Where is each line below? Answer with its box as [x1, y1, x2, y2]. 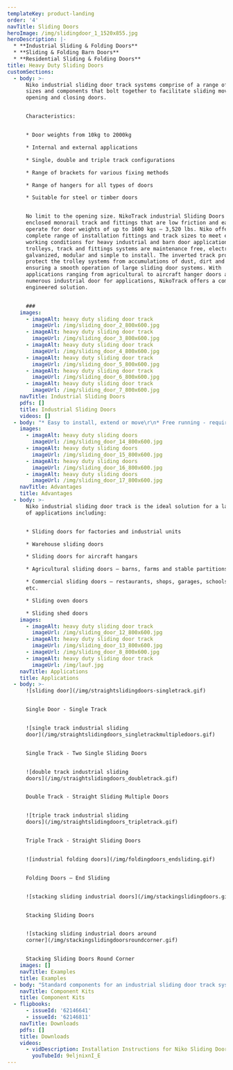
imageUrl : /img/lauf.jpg [32, 661, 104, 668]
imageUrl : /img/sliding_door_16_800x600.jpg [32, 464, 163, 471]
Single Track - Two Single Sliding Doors [25, 749, 148, 756]
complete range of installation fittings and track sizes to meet [25, 232, 222, 239]
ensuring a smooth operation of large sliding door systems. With [25, 265, 222, 272]
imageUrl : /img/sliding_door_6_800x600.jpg [32, 373, 159, 381]
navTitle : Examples [19, 968, 76, 975]
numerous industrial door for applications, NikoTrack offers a [25, 277, 216, 284]
